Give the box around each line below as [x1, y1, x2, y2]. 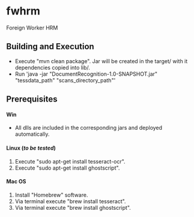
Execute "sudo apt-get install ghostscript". [14, 164, 120, 171]
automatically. [14, 130, 50, 138]
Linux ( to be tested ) [6, 144, 56, 151]
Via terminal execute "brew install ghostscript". [14, 204, 131, 211]
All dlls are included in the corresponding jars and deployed [14, 124, 163, 132]
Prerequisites [6, 94, 58, 105]
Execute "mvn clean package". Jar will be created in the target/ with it [14, 57, 188, 64]
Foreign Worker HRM [6, 24, 58, 31]
